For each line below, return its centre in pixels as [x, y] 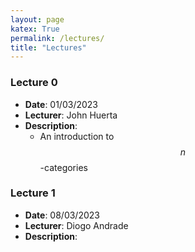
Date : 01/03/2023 [61, 104]
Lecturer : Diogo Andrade [76, 225]
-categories [63, 167]
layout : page [37, 19]
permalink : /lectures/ [57, 38]
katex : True [35, 29]
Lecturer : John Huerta [71, 115]
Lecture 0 [34, 83]
